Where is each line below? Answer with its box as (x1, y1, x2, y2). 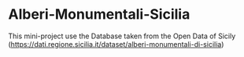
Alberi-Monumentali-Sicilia (8, 5, 190, 23)
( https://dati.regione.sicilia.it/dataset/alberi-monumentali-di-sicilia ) (8, 39, 224, 48)
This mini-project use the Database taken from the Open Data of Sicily (8, 31, 236, 41)
